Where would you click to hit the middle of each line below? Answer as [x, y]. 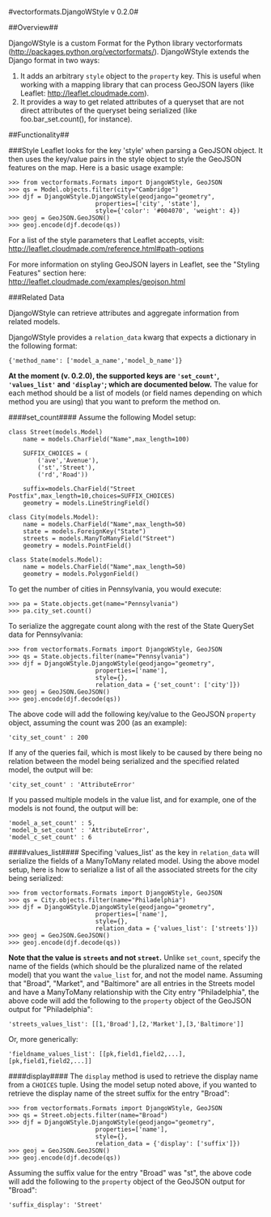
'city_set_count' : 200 [49, 737]
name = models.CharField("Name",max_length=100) [106, 439]
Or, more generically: [43, 1039]
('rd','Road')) [63, 475]
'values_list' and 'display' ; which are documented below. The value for [133, 384]
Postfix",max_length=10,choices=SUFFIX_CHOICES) [92, 496]
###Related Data [36, 297]
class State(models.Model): [56, 560]
